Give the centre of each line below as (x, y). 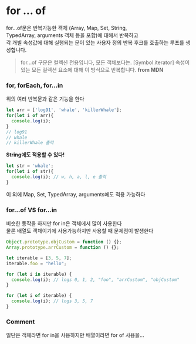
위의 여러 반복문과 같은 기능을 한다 (45, 99)
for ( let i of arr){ (30, 116)
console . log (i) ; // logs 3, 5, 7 (52, 301)
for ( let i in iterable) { (39, 274)
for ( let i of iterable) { (39, 296)
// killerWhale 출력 (30, 143)
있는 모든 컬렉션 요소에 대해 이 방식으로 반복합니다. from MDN (92, 69)
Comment (21, 322)
